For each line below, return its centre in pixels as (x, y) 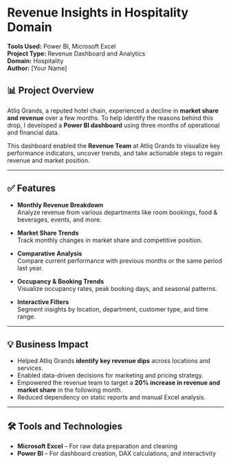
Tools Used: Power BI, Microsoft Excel (62, 46)
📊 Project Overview (51, 91)
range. (26, 316)
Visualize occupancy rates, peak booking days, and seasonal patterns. (117, 288)
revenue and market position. (49, 160)
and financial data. (33, 132)
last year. (30, 268)
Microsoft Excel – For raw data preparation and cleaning (97, 446)
